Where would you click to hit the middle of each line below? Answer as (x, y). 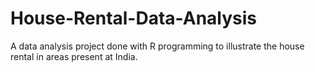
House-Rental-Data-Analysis (134, 18)
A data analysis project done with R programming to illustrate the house (157, 46)
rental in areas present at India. (74, 56)
